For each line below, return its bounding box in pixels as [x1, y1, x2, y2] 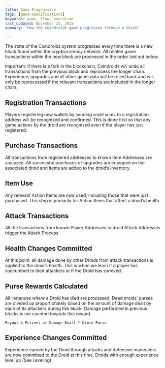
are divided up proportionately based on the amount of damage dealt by [5, 301, 152, 306]
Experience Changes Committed [5, 334, 107, 342]
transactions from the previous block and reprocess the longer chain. [5, 68, 146, 74]
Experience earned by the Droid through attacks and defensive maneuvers [5, 346, 157, 352]
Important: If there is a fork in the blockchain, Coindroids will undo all [5, 63, 145, 69]
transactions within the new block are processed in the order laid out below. [5, 54, 159, 60]
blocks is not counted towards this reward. [5, 311, 92, 316]
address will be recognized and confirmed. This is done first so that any [5, 117, 151, 123]
